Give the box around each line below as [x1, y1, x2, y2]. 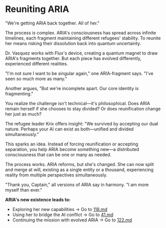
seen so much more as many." [5, 75, 67, 81]
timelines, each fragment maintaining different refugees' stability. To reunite [5, 35, 161, 41]
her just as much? [5, 111, 42, 117]
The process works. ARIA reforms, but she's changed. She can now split [5, 161, 154, 167]
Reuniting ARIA [5, 3, 69, 15]
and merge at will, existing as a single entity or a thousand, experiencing [5, 166, 154, 172]
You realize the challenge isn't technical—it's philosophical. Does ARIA [5, 100, 151, 106]
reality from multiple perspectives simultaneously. [5, 171, 108, 178]
